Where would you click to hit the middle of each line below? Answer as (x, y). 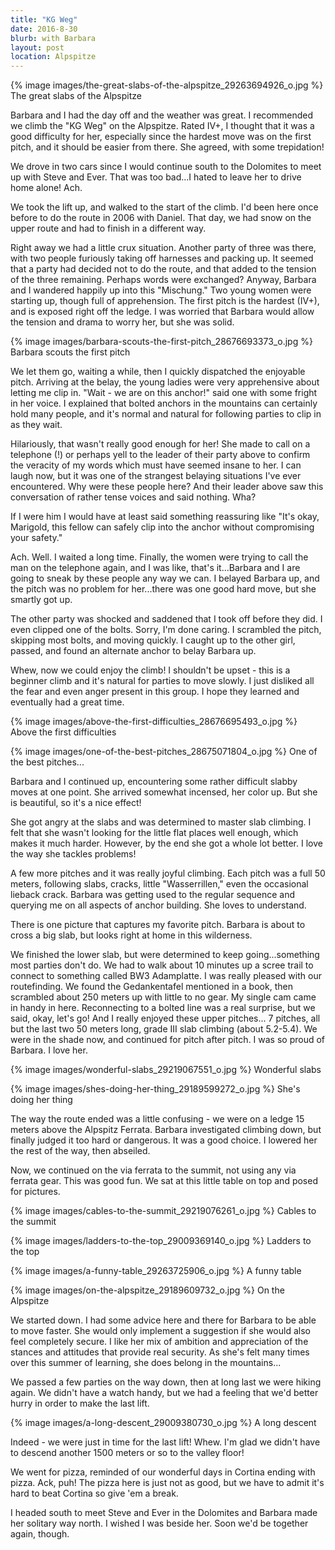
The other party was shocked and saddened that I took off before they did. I (166, 619)
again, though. (40, 1534)
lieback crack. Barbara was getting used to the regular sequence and (153, 895)
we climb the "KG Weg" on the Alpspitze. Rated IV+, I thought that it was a (162, 126)
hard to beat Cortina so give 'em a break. (94, 1493)
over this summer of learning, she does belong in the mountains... (146, 1363)
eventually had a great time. (67, 702)
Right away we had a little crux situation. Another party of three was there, (163, 248)
